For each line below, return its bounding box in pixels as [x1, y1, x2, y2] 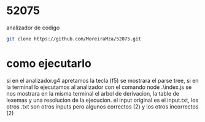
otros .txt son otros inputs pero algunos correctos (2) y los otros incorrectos [6, 102, 199, 110]
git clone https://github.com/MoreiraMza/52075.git [6, 36, 141, 42]
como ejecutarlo [6, 56, 92, 71]
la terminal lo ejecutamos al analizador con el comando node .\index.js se [6, 83, 192, 91]
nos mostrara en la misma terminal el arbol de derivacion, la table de [6, 90, 180, 97]
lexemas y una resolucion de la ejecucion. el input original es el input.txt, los [6, 96, 199, 104]
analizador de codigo [6, 24, 60, 31]
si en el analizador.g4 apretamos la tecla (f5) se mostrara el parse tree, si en [6, 77, 199, 84]
